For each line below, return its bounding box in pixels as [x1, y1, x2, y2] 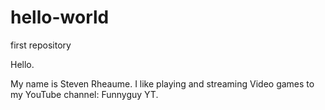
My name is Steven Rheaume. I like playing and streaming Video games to [10, 77, 315, 90]
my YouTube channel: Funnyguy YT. [10, 88, 159, 100]
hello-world [10, 6, 110, 29]
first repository [10, 39, 72, 51]
